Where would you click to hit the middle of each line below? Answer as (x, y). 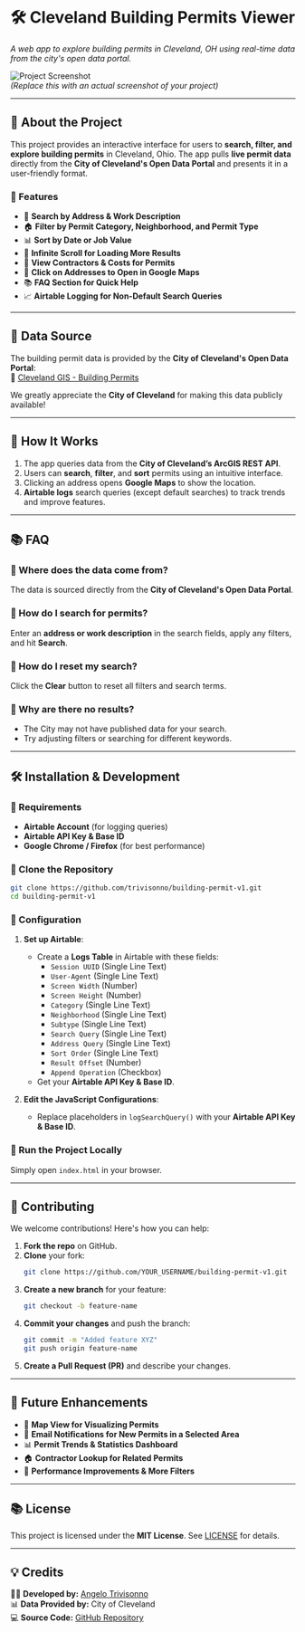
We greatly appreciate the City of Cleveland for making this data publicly (147, 395)
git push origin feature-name (81, 1349)
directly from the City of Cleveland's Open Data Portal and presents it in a (149, 163)
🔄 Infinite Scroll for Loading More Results (102, 253)
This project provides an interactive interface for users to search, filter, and (151, 144)
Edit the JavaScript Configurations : (91, 1100)
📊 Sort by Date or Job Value (77, 240)
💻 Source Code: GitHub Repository (77, 1618)
